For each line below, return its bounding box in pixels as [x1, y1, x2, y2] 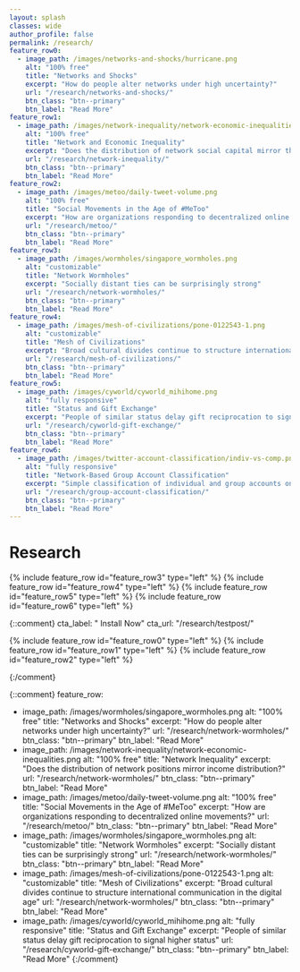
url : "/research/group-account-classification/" [25, 487, 210, 497]
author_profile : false [9, 30, 94, 38]
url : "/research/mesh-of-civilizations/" [25, 354, 181, 363]
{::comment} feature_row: [9, 689, 104, 700]
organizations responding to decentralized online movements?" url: [21, 811, 270, 822]
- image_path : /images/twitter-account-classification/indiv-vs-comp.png [17, 454, 297, 464]
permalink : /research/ [9, 38, 94, 47]
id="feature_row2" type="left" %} [9, 654, 134, 665]
